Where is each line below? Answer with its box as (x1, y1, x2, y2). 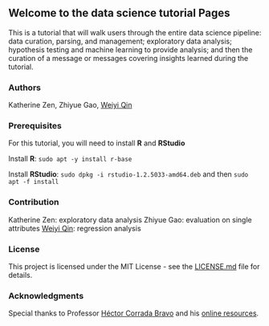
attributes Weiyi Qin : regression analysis (8, 223, 142, 233)
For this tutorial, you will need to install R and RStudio (8, 138, 185, 148)
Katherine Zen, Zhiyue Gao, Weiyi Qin (8, 100, 132, 110)
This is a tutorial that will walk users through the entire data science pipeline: (8, 27, 262, 37)
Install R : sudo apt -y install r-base (8, 154, 132, 164)
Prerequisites (8, 120, 62, 132)
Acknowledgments (8, 290, 84, 301)
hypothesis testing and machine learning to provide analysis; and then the (8, 44, 253, 55)
